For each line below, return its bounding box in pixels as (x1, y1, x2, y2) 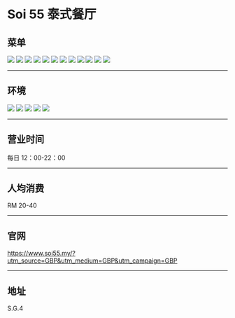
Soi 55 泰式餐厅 (7, 6, 97, 22)
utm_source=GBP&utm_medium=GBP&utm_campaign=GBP (7, 256, 178, 265)
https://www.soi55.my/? (7, 249, 76, 258)
